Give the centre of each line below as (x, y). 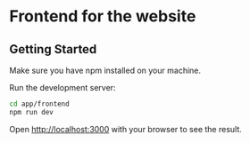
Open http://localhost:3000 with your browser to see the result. (126, 129)
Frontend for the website (103, 16)
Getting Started (53, 49)
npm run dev (31, 112)
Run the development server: (62, 87)
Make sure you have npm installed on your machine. (105, 70)
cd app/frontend (39, 104)
